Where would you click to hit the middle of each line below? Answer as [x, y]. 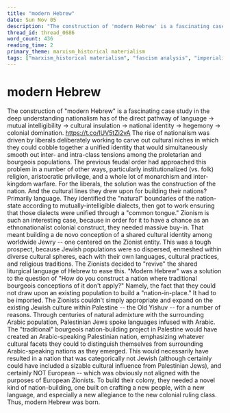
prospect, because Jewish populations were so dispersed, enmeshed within [114, 249]
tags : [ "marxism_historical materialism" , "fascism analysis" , [99, 58]
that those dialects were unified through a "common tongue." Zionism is [108, 212]
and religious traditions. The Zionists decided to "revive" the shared [102, 264]
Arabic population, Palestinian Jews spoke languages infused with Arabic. [111, 322]
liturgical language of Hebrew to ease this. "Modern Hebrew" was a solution [114, 271]
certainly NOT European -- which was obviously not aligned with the [104, 373]
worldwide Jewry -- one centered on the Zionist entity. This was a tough [109, 242]
